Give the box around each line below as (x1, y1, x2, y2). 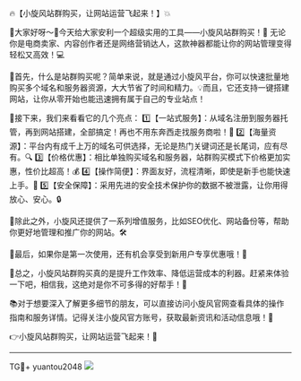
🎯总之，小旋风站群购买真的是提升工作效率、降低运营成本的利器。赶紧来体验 (9, 268, 289, 278)
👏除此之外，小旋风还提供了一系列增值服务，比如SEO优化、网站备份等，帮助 (9, 216, 289, 226)
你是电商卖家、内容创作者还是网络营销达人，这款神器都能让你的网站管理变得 (9, 39, 292, 48)
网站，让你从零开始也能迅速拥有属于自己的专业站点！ (9, 93, 206, 104)
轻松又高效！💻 (9, 49, 65, 60)
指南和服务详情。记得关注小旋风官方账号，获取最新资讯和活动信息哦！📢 (9, 312, 274, 323)
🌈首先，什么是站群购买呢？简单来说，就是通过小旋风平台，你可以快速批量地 (9, 71, 289, 82)
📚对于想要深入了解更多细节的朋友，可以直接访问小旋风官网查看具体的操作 (9, 299, 285, 308)
